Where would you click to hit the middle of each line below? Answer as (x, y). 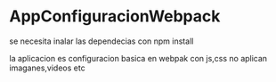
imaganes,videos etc (48, 68)
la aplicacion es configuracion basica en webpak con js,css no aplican (138, 58)
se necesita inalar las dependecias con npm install (101, 41)
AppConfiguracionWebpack (115, 16)
